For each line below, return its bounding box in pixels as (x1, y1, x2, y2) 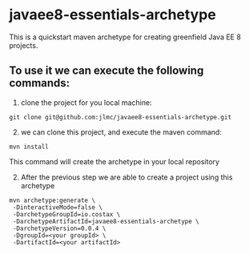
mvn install (9, 143, 49, 151)
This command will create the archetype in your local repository (9, 156, 219, 166)
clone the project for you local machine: (20, 98, 152, 107)
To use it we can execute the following (9, 64, 204, 78)
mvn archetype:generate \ (9, 196, 95, 204)
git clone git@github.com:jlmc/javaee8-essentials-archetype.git (9, 113, 231, 121)
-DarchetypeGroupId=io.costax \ (12, 210, 121, 218)
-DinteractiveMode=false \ (12, 203, 103, 212)
